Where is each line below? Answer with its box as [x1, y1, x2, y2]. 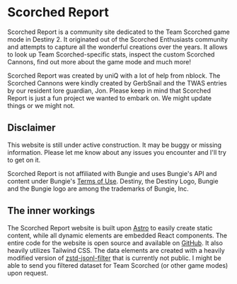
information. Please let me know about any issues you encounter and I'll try [7, 148, 226, 156]
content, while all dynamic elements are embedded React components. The [7, 231, 228, 239]
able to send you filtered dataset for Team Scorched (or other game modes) [7, 261, 229, 269]
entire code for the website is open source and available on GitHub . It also [7, 238, 223, 247]
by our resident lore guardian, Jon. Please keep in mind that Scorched [7, 86, 211, 95]
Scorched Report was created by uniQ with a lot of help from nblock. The [7, 71, 221, 80]
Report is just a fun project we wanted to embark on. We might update [7, 93, 212, 102]
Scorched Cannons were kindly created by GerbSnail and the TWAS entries [7, 78, 228, 87]
